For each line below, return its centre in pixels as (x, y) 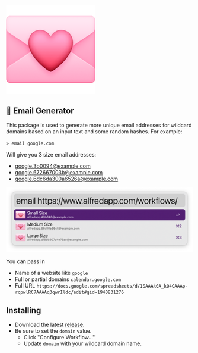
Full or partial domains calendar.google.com (68, 279)
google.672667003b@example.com (59, 172)
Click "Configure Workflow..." (59, 338)
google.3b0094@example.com (52, 166)
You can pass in (26, 261)
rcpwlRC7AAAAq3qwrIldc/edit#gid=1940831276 (69, 292)
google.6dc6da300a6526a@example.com (66, 179)
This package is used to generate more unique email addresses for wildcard (99, 125)
